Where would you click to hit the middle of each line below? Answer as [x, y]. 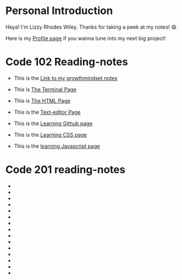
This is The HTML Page [42, 101]
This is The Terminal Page [45, 89]
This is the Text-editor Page [47, 112]
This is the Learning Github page [53, 123]
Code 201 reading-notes [66, 170]
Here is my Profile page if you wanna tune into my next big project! [86, 38]
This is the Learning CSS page [50, 134]
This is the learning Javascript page [57, 146]
